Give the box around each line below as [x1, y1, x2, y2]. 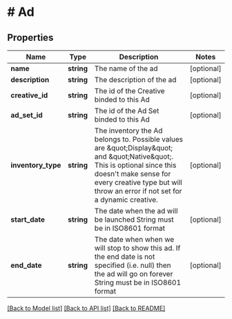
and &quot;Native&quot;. [94, 152, 174, 161]
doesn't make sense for [94, 169, 171, 178]
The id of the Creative [94, 86, 165, 95]
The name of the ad [94, 64, 158, 73]
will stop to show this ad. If [94, 243, 181, 253]
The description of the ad [94, 75, 177, 84]
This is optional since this [94, 160, 177, 170]
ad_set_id [10, 110, 43, 119]
